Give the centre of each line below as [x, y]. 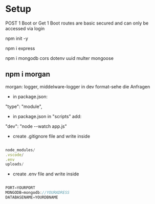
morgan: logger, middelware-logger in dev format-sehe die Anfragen [78, 86]
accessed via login [25, 28]
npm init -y [17, 38]
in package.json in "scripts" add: [47, 116]
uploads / [15, 164]
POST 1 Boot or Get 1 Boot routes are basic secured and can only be [77, 23]
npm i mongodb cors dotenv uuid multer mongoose [60, 58]
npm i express [20, 48]
